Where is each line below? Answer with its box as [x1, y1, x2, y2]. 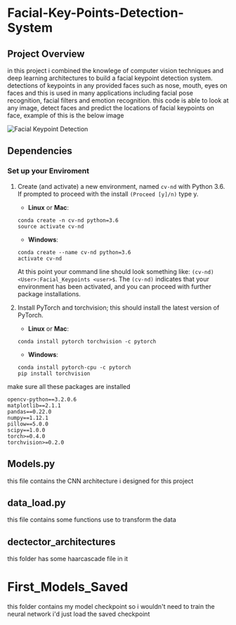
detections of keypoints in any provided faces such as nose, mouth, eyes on [7, 81, 228, 89]
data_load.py [7, 496, 66, 508]
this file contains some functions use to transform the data [7, 515, 177, 524]
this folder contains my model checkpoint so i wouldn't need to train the [7, 603, 216, 611]
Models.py [7, 458, 55, 470]
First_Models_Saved [7, 579, 129, 595]
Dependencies [7, 145, 72, 157]
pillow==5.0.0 [7, 420, 49, 428]
